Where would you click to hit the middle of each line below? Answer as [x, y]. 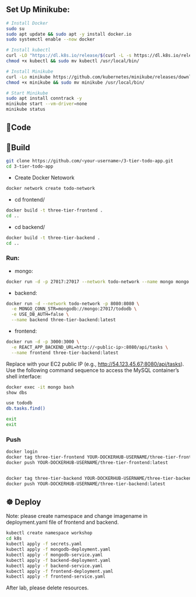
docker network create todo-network [50, 189]
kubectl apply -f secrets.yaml [44, 544]
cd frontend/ [29, 199]
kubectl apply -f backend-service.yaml [55, 566]
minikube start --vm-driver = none [47, 104]
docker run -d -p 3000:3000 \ [43, 342]
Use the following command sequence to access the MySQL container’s [93, 370]
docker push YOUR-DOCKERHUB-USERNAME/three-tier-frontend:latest [87, 462]
